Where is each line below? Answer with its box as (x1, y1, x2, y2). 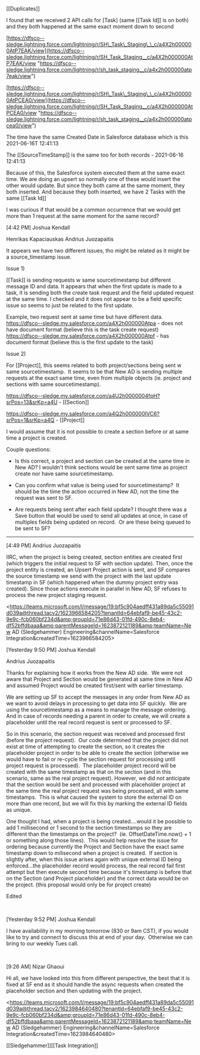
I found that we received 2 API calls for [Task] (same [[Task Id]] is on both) (6, 17, 189, 23)
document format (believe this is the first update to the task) (6, 339, 154, 346)
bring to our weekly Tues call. (6, 940, 79, 947)
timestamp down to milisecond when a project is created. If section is (6, 849, 178, 857)
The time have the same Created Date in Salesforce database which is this (6, 133, 189, 141)
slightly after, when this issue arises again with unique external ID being (6, 856, 182, 863)
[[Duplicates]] (6, 5, 40, 12)
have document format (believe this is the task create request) (6, 326, 159, 333)
